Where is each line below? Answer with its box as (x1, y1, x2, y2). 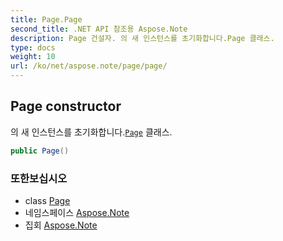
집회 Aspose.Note (24, 219, 98, 231)
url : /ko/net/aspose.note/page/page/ (10, 61, 168, 71)
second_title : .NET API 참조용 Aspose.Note (10, 24, 188, 34)
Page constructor (10, 98, 122, 115)
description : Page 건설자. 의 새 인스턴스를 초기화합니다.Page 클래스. (10, 33, 275, 43)
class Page (24, 194, 71, 206)
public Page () (10, 146, 70, 156)
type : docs (10, 42, 56, 53)
